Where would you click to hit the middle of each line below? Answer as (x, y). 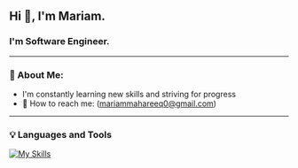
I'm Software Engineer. (59, 42)
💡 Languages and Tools (61, 134)
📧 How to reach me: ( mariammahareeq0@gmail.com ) (119, 103)
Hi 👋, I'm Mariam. (58, 16)
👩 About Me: (36, 74)
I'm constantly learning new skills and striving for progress (129, 94)
